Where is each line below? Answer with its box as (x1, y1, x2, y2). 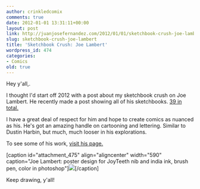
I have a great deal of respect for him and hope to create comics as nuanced (6, 116, 194, 123)
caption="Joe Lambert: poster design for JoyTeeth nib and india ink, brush (6, 158, 189, 165)
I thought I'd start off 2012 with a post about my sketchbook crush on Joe (6, 92, 186, 99)
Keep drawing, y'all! (6, 177, 55, 184)
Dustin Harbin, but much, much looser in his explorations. (6, 128, 147, 136)
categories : (6, 53, 36, 59)
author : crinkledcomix (6, 8, 62, 15)
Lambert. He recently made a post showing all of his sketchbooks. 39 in (6, 98, 182, 105)
